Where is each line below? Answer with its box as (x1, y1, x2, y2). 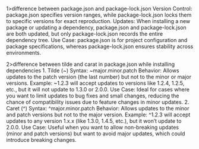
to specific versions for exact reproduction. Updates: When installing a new (6, 18, 191, 24)
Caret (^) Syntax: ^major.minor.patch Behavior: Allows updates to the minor (6, 105, 189, 112)
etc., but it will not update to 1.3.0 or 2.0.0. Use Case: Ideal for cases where (6, 86, 190, 93)
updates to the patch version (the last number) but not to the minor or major (6, 74, 192, 80)
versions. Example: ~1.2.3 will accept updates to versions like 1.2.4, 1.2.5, (6, 80, 185, 87)
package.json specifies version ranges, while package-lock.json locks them (6, 11, 192, 18)
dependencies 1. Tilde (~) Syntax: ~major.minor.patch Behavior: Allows (6, 67, 179, 74)
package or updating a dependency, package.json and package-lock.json (6, 24, 187, 31)
